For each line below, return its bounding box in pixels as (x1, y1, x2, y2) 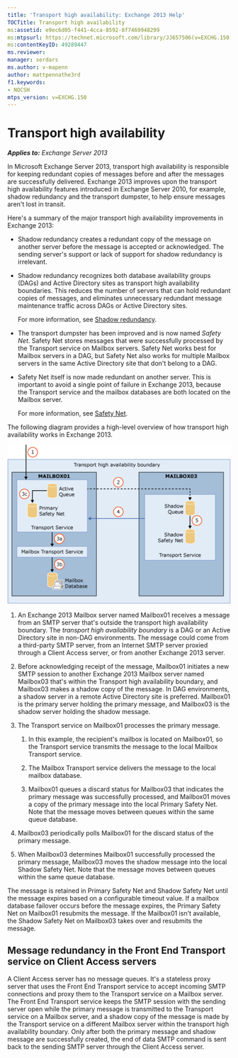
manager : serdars (7, 57, 59, 64)
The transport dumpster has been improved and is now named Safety (17, 329, 222, 338)
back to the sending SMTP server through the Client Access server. (7, 1042, 205, 1051)
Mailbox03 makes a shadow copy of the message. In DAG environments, (17, 685, 229, 694)
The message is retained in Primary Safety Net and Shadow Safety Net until (7, 886, 228, 895)
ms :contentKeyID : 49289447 (7, 41, 87, 49)
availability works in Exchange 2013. (7, 430, 113, 439)
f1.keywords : (7, 79, 46, 86)
